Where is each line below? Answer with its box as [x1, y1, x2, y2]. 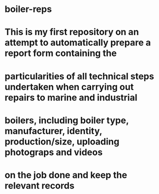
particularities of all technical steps [4, 70, 155, 82]
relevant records [4, 180, 75, 191]
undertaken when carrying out [4, 81, 134, 92]
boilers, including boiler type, [4, 114, 129, 126]
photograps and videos [4, 146, 103, 158]
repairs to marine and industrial [4, 91, 138, 103]
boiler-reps [4, 3, 52, 15]
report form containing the [4, 47, 117, 59]
